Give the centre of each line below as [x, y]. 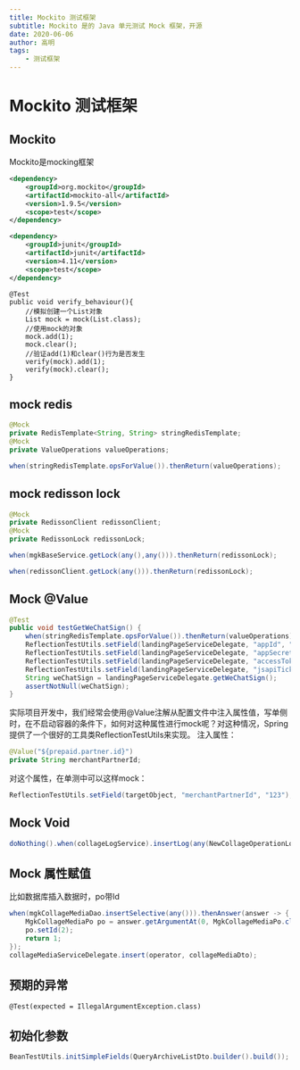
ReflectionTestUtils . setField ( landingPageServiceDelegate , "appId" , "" [161, 645]
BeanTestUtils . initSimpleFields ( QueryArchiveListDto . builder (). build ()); [150, 1057]
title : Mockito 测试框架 [53, 17]
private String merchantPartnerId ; [75, 760]
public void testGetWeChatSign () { [75, 628]
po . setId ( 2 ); [50, 930]
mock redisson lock [65, 494]
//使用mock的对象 [54, 328]
